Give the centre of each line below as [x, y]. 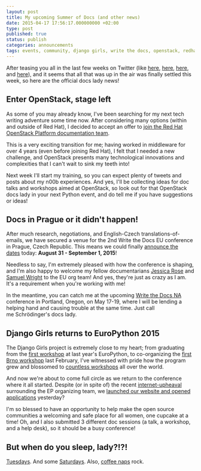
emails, [15, 240]
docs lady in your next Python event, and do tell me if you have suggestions [100, 194]
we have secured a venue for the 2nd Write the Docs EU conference [109, 240]
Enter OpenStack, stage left [59, 99]
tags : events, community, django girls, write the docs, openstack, [93, 51]
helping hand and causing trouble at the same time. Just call [80, 308]
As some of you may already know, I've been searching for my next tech [95, 114]
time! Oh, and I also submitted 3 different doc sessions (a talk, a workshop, [98, 422]
